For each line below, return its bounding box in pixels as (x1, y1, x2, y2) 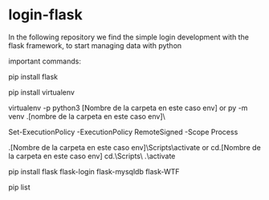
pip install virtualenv (8, 87, 75, 97)
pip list (8, 182, 31, 192)
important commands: (8, 56, 82, 66)
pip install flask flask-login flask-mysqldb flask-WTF (8, 166, 180, 176)
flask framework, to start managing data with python (8, 40, 182, 50)
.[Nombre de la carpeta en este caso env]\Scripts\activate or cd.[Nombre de (8, 142, 261, 152)
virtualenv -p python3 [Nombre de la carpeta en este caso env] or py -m (8, 103, 248, 112)
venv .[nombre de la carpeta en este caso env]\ (8, 111, 166, 121)
